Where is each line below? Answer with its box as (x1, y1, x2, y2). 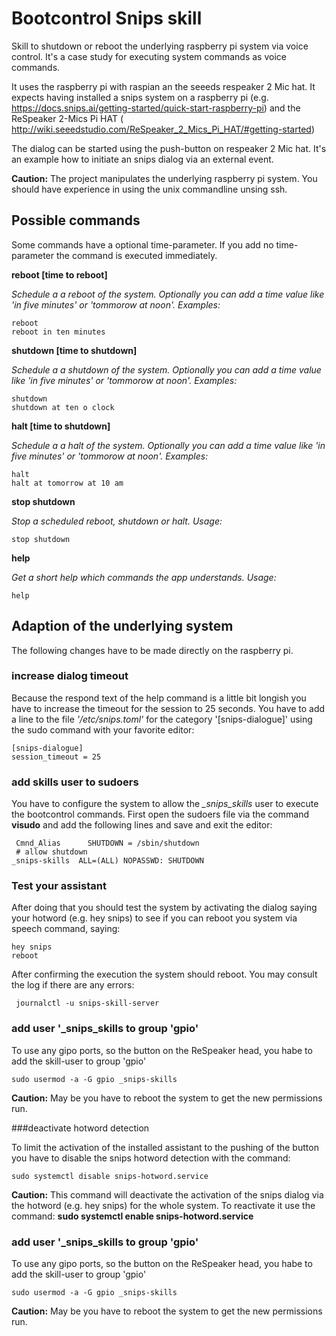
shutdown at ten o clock (11, 402, 115, 412)
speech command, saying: (11, 923, 121, 935)
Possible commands (11, 212, 141, 229)
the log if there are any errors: (11, 979, 135, 991)
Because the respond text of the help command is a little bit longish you (11, 692, 307, 704)
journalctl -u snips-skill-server (15, 998, 160, 1009)
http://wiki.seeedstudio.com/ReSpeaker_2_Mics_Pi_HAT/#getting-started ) (11, 123, 315, 135)
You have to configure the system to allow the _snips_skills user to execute (11, 798, 319, 810)
